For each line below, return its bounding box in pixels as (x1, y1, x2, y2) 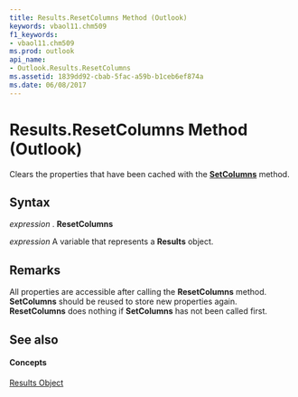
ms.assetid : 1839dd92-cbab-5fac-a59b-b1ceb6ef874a (9, 72, 204, 81)
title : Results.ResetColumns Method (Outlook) (9, 13, 188, 23)
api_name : (9, 55, 47, 64)
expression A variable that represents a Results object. (9, 236, 214, 247)
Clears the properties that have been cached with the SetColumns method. (9, 168, 291, 179)
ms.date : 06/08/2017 (9, 80, 88, 90)
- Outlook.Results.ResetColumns (9, 64, 131, 73)
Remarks (9, 262, 61, 278)
